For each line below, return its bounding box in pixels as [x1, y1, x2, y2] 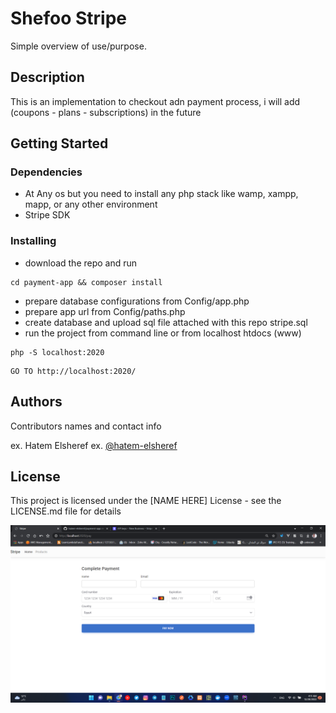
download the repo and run [24, 257, 138, 269]
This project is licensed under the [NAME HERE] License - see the [10, 495, 282, 507]
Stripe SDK [24, 209, 71, 221]
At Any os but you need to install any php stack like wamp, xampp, [24, 188, 299, 200]
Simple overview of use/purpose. [10, 40, 147, 52]
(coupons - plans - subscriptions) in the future [10, 106, 202, 118]
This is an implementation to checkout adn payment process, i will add [10, 95, 301, 107]
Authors [10, 393, 63, 411]
